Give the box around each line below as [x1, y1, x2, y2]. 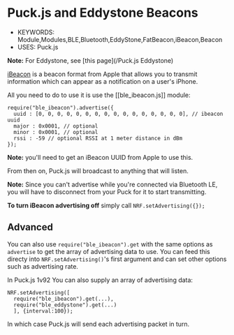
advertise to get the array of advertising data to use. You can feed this [7, 247, 211, 255]
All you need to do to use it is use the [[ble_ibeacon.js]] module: [7, 91, 191, 99]
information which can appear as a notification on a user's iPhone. [7, 77, 198, 85]
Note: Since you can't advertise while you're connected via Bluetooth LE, [7, 180, 218, 188]
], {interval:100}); [13, 307, 73, 315]
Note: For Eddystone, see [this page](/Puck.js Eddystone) [7, 56, 174, 64]
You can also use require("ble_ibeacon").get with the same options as [7, 239, 213, 248]
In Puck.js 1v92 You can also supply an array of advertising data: [7, 276, 193, 284]
